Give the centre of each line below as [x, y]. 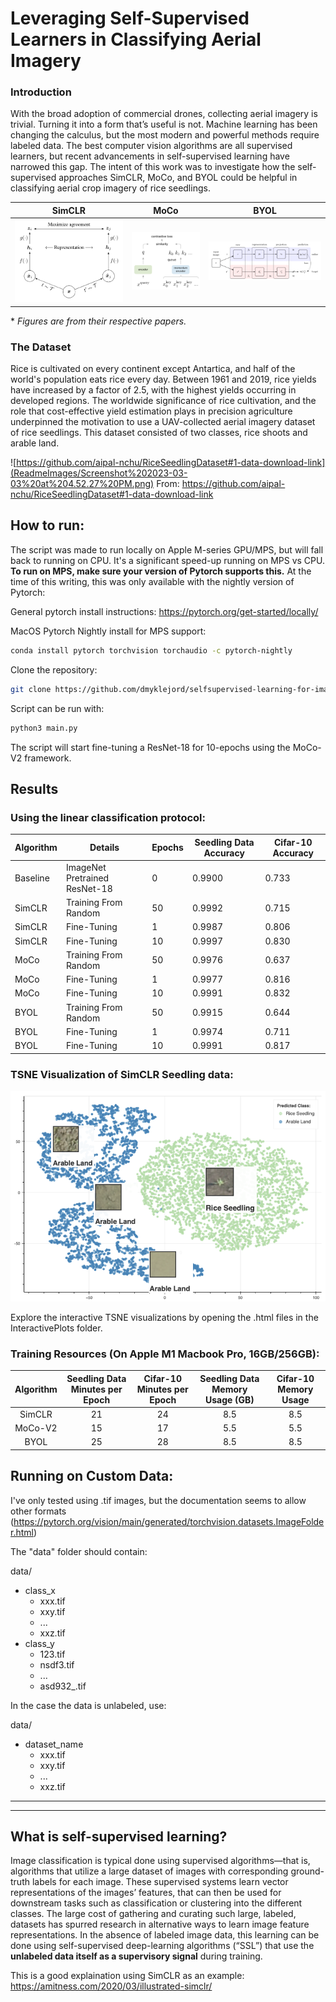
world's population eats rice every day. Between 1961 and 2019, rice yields [163, 379]
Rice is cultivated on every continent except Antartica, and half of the [153, 369]
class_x [40, 1590]
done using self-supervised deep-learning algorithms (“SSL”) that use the [162, 1946]
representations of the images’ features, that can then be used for [146, 1893]
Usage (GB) [229, 1399]
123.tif [52, 1654]
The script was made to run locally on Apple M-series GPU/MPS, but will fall [167, 549]
